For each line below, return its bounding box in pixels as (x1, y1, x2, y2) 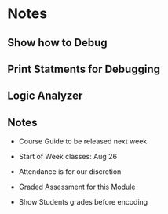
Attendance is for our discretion (18, 167, 122, 176)
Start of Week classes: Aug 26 (18, 152, 118, 161)
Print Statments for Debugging (7, 62, 160, 75)
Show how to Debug (7, 36, 108, 49)
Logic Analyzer (7, 89, 83, 103)
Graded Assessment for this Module (18, 182, 136, 192)
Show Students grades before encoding (18, 198, 148, 207)
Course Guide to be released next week (18, 136, 148, 146)
